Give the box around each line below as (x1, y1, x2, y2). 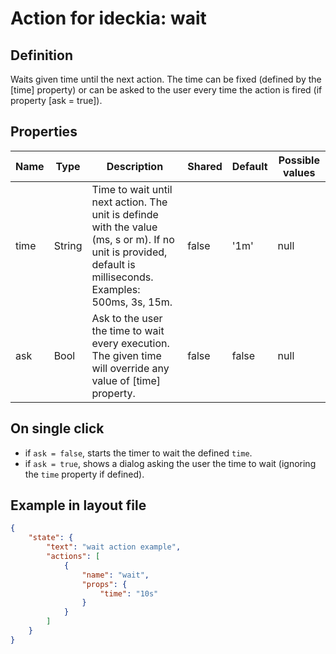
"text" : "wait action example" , (46, 542, 182, 552)
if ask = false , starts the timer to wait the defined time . (24, 447, 253, 459)
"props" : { (81, 579, 128, 589)
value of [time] (91, 373, 162, 387)
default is (91, 257, 136, 271)
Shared (187, 159, 223, 173)
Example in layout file (10, 497, 147, 514)
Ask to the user (91, 311, 163, 325)
